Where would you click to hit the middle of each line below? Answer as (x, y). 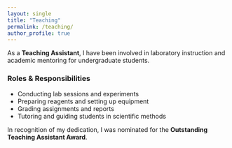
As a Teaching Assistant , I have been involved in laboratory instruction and (116, 53)
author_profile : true (39, 33)
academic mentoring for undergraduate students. (79, 61)
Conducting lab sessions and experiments (78, 94)
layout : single (29, 14)
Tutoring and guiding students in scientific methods (92, 116)
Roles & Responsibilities (49, 79)
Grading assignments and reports (66, 108)
